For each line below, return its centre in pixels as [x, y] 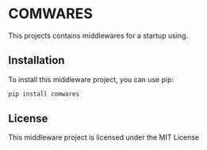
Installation [36, 60]
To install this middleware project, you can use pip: [91, 79]
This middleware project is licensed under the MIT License [104, 137]
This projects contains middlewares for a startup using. [98, 36]
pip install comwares [44, 94]
